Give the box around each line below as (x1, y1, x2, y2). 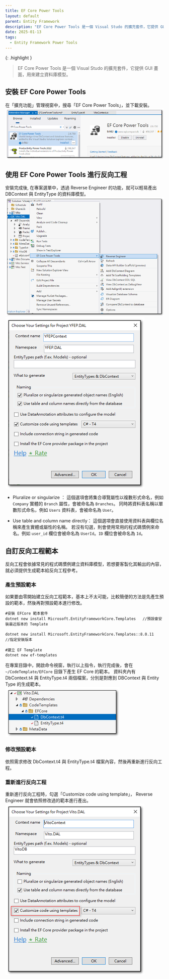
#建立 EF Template (5, 648, 42, 653)
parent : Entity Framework (5, 19, 59, 24)
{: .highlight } (5, 55, 32, 61)
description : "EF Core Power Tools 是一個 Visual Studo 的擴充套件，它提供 (5, 24, 158, 29)
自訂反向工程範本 (5, 547, 58, 555)
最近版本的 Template (9, 622, 48, 627)
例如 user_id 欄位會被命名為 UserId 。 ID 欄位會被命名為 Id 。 (21, 530, 146, 537)
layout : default (5, 13, 39, 19)
